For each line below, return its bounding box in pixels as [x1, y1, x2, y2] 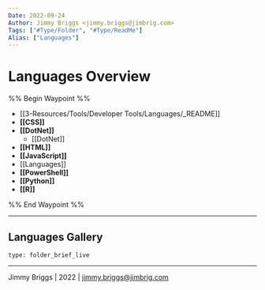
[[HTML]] [19, 143, 51, 153]
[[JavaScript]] [19, 151, 67, 160]
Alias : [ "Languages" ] [8, 33, 80, 42]
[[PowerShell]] [19, 168, 69, 178]
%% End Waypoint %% [8, 200, 84, 209]
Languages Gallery [8, 230, 103, 243]
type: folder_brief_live [8, 251, 90, 259]
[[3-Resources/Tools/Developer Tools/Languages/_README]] [19, 109, 221, 119]
